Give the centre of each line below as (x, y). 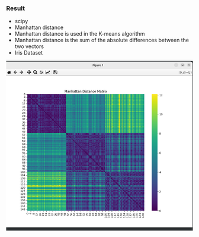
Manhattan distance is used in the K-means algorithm (80, 34)
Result (16, 8)
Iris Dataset (29, 53)
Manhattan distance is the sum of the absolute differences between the (102, 40)
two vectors (29, 46)
